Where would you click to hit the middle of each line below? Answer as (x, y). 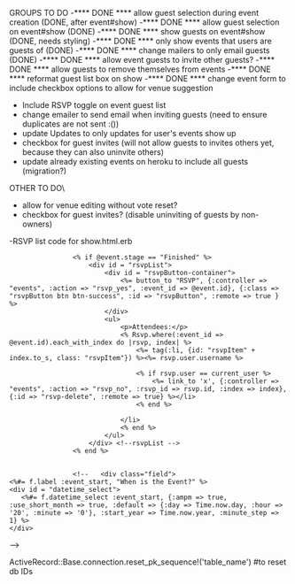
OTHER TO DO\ (37, 188)
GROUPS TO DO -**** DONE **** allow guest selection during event (134, 13)
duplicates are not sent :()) (70, 124)
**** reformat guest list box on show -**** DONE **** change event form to (147, 78)
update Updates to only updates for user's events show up (129, 133)
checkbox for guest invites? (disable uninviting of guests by (131, 215)
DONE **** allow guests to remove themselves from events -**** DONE (140, 69)
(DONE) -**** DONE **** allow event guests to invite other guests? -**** (142, 60)
